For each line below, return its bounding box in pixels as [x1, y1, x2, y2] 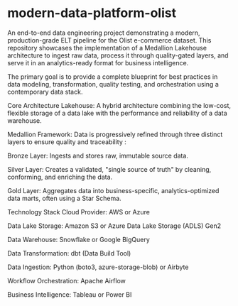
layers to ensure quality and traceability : [7, 137, 126, 146]
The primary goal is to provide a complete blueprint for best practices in [7, 72, 218, 81]
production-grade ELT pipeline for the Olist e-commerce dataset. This [7, 35, 212, 44]
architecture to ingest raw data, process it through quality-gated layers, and [7, 51, 229, 60]
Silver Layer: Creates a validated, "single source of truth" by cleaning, [7, 165, 212, 173]
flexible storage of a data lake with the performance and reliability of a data [7, 109, 227, 117]
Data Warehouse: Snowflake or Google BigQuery [7, 235, 151, 244]
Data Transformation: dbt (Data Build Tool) [7, 248, 131, 257]
